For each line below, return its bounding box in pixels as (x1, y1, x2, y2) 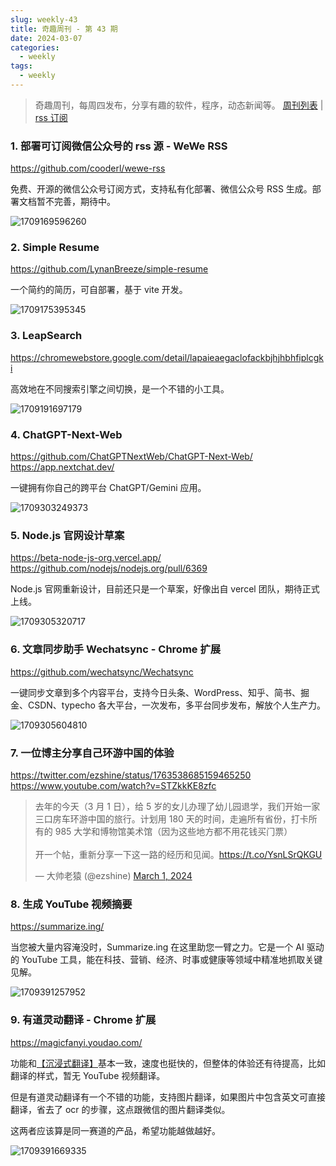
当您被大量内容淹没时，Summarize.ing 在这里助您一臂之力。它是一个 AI (10, 941, 305, 953)
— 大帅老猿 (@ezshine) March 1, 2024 (34, 869, 193, 881)
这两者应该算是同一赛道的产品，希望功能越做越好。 (10, 1124, 221, 1136)
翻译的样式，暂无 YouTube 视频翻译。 (10, 1069, 166, 1081)
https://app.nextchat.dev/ (10, 461, 115, 473)
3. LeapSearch (10, 329, 83, 343)
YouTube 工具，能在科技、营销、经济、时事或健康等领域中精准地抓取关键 (21, 954, 323, 966)
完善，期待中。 (53, 196, 116, 208)
